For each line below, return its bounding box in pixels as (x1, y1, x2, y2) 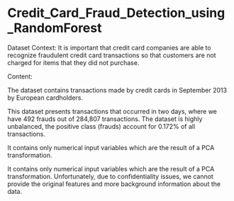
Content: (7, 72, 33, 81)
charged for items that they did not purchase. (7, 58, 140, 67)
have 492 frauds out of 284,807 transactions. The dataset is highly (7, 115, 203, 123)
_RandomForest (7, 20, 102, 36)
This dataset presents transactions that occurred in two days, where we (7, 107, 218, 115)
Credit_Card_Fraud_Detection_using (7, 5, 225, 21)
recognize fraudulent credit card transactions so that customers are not (7, 51, 216, 59)
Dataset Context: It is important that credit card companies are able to (7, 43, 211, 52)
